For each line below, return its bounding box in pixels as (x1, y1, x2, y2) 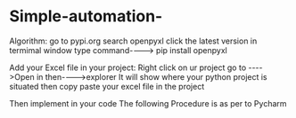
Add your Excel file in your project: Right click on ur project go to (9, 62, 247, 73)
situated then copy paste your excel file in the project (9, 81, 205, 91)
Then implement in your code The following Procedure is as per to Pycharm (9, 98, 287, 108)
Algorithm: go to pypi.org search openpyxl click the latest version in (9, 35, 258, 46)
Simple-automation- (9, 6, 163, 27)
